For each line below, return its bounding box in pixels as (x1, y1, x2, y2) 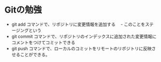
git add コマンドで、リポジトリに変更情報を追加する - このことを (11, 21, 146, 27)
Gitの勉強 (4, 4, 42, 15)
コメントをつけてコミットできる (11, 39, 75, 45)
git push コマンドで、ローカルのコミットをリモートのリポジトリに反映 (11, 46, 152, 51)
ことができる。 (20, 51, 50, 57)
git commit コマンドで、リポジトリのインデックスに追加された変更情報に (11, 33, 157, 39)
